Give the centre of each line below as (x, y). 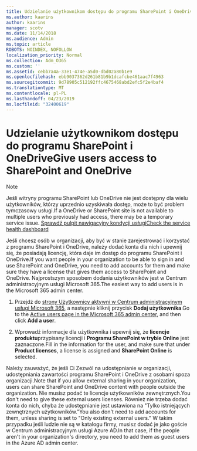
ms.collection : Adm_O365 (36, 60)
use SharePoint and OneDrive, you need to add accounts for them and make (98, 266)
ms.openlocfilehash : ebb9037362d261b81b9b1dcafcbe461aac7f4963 (85, 77)
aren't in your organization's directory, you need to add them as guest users (98, 437)
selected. (26, 357)
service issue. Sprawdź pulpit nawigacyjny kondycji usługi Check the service (98, 223)
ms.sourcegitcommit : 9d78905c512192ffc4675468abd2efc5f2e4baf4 (85, 83)
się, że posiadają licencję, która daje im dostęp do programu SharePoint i (94, 253)
